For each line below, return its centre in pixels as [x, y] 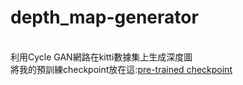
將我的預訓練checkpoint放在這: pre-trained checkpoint [121, 69]
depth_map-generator [104, 17]
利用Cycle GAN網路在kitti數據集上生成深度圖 [101, 57]
